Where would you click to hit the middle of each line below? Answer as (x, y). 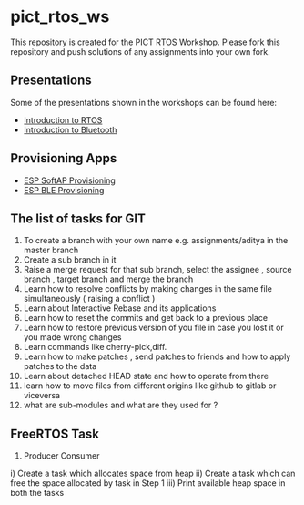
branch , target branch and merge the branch (108, 279)
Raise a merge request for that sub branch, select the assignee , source (157, 270)
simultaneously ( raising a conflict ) (89, 299)
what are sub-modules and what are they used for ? (121, 405)
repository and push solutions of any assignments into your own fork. (141, 51)
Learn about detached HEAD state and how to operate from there (146, 376)
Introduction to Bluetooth (70, 129)
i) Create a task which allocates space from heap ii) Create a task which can (153, 474)
